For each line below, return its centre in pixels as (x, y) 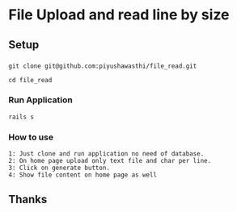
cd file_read (30, 80)
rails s (21, 117)
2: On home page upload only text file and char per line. (110, 161)
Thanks (28, 200)
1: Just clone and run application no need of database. (106, 154)
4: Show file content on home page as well (83, 175)
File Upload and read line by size (119, 15)
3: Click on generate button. (59, 168)
